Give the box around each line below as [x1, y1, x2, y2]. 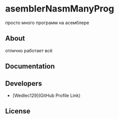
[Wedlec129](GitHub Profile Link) [12, 92, 81, 98]
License [5, 107, 31, 115]
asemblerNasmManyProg [5, 3, 114, 15]
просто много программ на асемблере [5, 20, 89, 26]
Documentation [5, 62, 55, 71]
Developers [5, 79, 42, 88]
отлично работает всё [5, 47, 53, 53]
